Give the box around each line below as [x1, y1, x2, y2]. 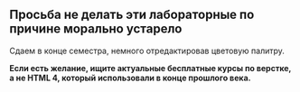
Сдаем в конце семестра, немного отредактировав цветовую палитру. [9, 45, 285, 56]
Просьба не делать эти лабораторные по [9, 7, 255, 23]
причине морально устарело [9, 22, 183, 37]
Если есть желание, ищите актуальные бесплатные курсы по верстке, [9, 62, 292, 73]
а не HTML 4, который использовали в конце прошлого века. [9, 72, 251, 83]
